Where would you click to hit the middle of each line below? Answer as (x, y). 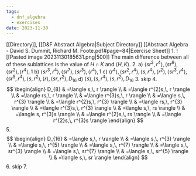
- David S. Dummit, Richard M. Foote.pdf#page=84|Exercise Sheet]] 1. (91, 51)
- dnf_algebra (28, 17)
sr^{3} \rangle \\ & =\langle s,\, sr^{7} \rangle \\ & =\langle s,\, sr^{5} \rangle (98, 151)
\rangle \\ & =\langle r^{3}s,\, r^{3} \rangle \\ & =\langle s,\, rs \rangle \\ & (98, 108)
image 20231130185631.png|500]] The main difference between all (108, 57)
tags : (13, 11)
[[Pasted (16, 57)
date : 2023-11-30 (27, 28)
